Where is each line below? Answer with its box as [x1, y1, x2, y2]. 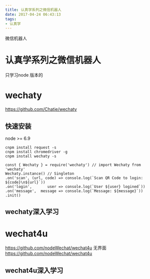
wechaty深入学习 [5, 207, 59, 216]
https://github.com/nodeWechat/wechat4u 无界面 [5, 245, 107, 251]
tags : [5, 16, 16, 21]
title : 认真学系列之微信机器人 [5, 7, 62, 12]
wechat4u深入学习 [5, 266, 64, 275]
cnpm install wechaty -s [5, 154, 57, 159]
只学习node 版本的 [5, 72, 43, 78]
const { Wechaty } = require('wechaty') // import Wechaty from [5, 162, 141, 167]
